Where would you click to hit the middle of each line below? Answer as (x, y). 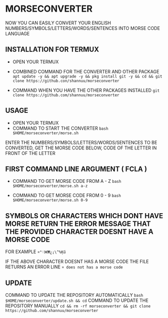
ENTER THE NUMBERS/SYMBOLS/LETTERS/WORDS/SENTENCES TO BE (81, 142)
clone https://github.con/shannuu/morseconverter (66, 81)
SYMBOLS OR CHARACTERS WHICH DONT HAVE (84, 216)
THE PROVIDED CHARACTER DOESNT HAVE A (79, 232)
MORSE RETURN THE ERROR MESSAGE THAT (78, 224)
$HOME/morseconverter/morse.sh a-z (50, 186)
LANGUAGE (17, 33)
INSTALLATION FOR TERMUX (52, 49)
